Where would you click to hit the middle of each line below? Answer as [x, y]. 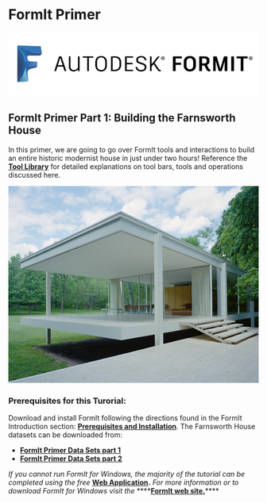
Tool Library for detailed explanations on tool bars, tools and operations [126, 166]
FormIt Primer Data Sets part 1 [70, 451]
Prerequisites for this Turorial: [67, 401]
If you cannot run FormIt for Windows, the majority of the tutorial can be [127, 474]
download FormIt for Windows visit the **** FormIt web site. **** [114, 491]
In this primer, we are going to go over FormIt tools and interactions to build [132, 149]
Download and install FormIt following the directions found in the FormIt [125, 418]
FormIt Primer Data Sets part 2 [71, 459]
